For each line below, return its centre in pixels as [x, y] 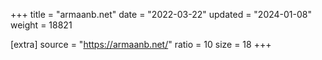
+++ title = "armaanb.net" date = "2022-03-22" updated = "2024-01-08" [161, 14]
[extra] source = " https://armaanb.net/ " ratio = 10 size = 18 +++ [141, 44]
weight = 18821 [41, 25]
